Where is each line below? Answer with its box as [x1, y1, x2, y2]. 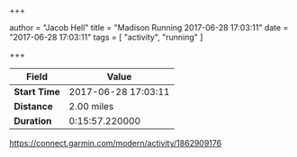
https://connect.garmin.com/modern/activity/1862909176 [9, 138, 222, 148]
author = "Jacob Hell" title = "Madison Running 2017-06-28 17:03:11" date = [9, 22, 289, 32]
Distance [13, 100, 53, 112]
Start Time [13, 86, 60, 98]
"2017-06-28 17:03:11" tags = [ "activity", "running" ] [9, 32, 203, 42]
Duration [13, 115, 52, 126]
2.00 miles [68, 100, 114, 112]
